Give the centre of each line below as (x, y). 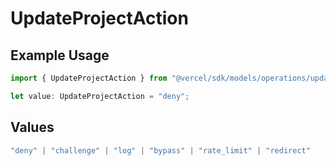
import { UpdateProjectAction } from (89, 78)
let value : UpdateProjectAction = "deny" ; (100, 96)
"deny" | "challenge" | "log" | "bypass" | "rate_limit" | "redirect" (160, 150)
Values (32, 127)
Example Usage (60, 55)
